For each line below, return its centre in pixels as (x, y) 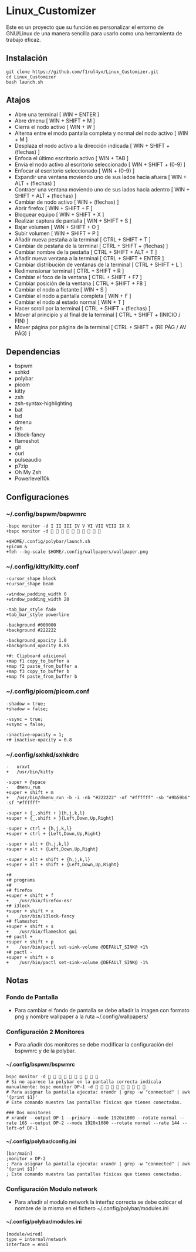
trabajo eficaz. (23, 39)
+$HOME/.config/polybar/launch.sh (48, 542)
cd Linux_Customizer (31, 77)
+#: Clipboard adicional (36, 656)
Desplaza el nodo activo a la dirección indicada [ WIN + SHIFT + (92, 145)
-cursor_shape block (31, 579)
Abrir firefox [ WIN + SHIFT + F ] (53, 208)
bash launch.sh (25, 82)
